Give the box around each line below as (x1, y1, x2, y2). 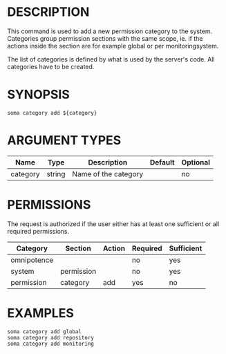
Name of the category (72, 169, 144, 178)
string (46, 169, 66, 178)
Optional (181, 157, 211, 167)
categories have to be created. (7, 62, 95, 71)
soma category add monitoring (7, 340, 95, 347)
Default (149, 157, 175, 167)
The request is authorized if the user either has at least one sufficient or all (7, 219, 220, 228)
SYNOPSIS (7, 87, 70, 102)
